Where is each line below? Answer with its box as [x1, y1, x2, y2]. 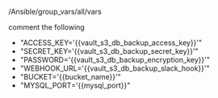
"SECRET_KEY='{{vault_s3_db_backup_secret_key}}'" [19, 47, 199, 55]
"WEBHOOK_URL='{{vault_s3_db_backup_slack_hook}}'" [19, 63, 210, 73]
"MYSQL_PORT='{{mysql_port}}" [19, 80, 131, 90]
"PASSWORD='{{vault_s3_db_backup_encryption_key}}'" [19, 55, 210, 64]
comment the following [8, 22, 85, 31]
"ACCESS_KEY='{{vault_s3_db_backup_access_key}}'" [19, 38, 203, 47]
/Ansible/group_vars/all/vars [8, 7, 103, 16]
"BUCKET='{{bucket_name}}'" [19, 72, 121, 81]
